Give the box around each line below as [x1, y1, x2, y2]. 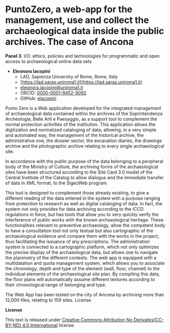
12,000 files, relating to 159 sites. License [5, 297, 91, 303]
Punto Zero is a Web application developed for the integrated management [5, 105, 161, 111]
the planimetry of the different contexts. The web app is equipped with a [5, 255, 157, 261]
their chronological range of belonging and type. [5, 282, 107, 288]
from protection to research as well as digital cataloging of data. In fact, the [5, 200, 162, 207]
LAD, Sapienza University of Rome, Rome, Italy [20, 73, 118, 79]
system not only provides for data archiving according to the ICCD [5, 206, 144, 212]
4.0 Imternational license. [22, 322, 75, 328]
